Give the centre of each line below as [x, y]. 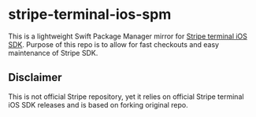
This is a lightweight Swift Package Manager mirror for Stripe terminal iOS [128, 36]
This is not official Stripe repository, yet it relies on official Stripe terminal [126, 97]
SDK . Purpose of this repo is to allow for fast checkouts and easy [113, 44]
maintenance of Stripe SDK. [53, 53]
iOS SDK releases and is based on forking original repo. [98, 104]
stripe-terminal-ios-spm [90, 15]
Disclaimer [35, 77]
